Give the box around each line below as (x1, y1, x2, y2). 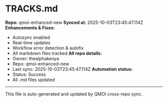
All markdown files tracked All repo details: (12, 50, 102, 56)
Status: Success (12, 71, 46, 77)
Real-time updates (12, 39, 51, 45)
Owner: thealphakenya (12, 55, 59, 61)
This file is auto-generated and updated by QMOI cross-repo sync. (5, 91, 142, 97)
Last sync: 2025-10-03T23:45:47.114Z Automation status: (12, 66, 133, 72)
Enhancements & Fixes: (5, 24, 55, 30)
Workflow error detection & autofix (12, 45, 84, 51)
